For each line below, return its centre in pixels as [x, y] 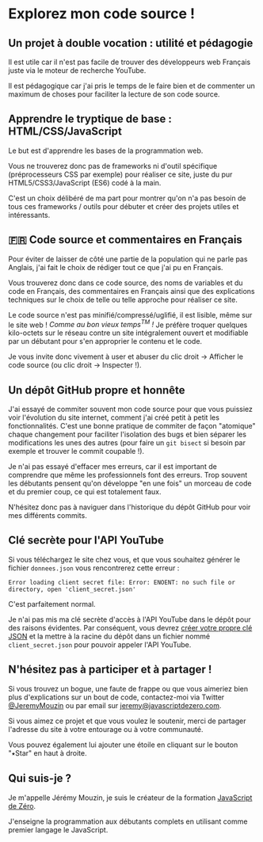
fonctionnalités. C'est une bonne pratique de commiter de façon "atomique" [132, 426]
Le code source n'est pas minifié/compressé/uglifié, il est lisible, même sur [130, 314]
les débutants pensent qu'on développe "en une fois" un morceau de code [130, 483]
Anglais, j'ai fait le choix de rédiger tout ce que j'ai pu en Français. [116, 267]
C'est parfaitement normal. [52, 604]
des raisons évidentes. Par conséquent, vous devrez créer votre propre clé [130, 627]
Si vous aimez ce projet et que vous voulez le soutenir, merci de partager [127, 721]
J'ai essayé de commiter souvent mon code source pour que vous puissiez [131, 410]
